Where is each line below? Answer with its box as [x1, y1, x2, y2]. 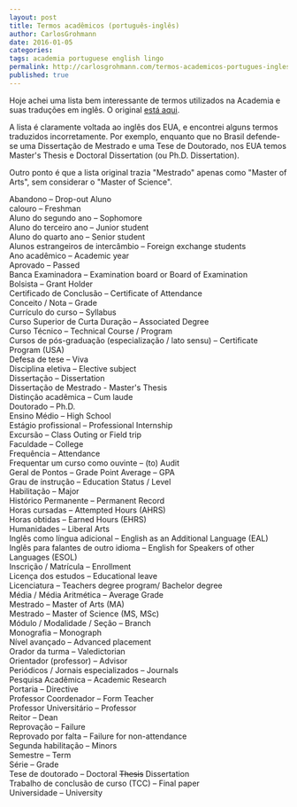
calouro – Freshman [9, 203, 81, 214]
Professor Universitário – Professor [9, 702, 137, 713]
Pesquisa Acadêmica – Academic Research [9, 674, 167, 685]
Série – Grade [9, 759, 59, 770]
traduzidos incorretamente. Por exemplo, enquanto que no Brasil [9, 130, 245, 142]
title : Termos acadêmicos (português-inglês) [9, 21, 179, 30]
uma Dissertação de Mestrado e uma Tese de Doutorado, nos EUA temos [19, 140, 287, 151]
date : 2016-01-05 [9, 37, 73, 47]
